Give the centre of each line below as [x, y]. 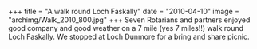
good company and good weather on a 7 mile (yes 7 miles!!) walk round [126, 28]
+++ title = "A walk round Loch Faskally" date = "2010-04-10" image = [124, 11]
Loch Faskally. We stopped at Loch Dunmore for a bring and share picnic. [129, 36]
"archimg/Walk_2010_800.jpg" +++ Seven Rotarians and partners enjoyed [129, 20]
